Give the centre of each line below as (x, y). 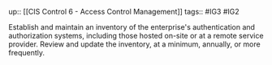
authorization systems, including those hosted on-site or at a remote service (136, 36)
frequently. (26, 53)
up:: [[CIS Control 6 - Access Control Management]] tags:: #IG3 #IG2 (124, 12)
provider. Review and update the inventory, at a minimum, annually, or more (135, 44)
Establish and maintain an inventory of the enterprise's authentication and (132, 27)
